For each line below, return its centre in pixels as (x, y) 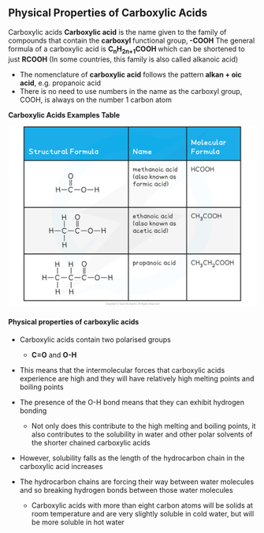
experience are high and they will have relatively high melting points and (137, 378)
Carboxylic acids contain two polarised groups (95, 340)
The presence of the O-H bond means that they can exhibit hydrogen (132, 402)
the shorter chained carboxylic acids (91, 442)
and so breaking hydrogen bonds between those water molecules (126, 490)
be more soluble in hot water (78, 522)
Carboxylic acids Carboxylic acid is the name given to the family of (117, 32)
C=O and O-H (54, 355)
